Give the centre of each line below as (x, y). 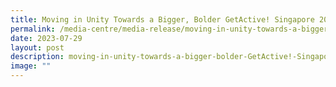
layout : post (37, 47)
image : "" (31, 66)
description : (37, 57)
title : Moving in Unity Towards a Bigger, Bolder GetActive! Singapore (162, 19)
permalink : (33, 29)
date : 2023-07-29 (46, 38)
